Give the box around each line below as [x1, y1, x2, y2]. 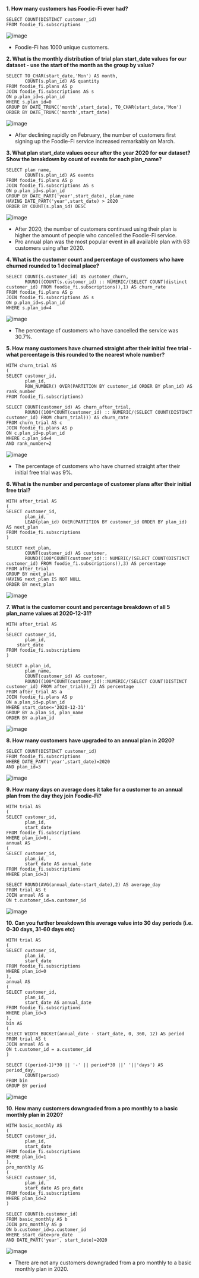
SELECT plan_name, [6, 167, 52, 173]
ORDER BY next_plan [6, 582, 55, 588]
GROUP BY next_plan [6, 571, 55, 577]
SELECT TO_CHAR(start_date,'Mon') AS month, [6, 73, 118, 79]
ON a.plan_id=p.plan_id [6, 699, 65, 705]
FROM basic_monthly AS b [6, 1216, 68, 1222]
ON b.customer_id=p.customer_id [6, 1227, 86, 1233]
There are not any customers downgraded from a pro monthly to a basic [14, 1259, 192, 1266]
